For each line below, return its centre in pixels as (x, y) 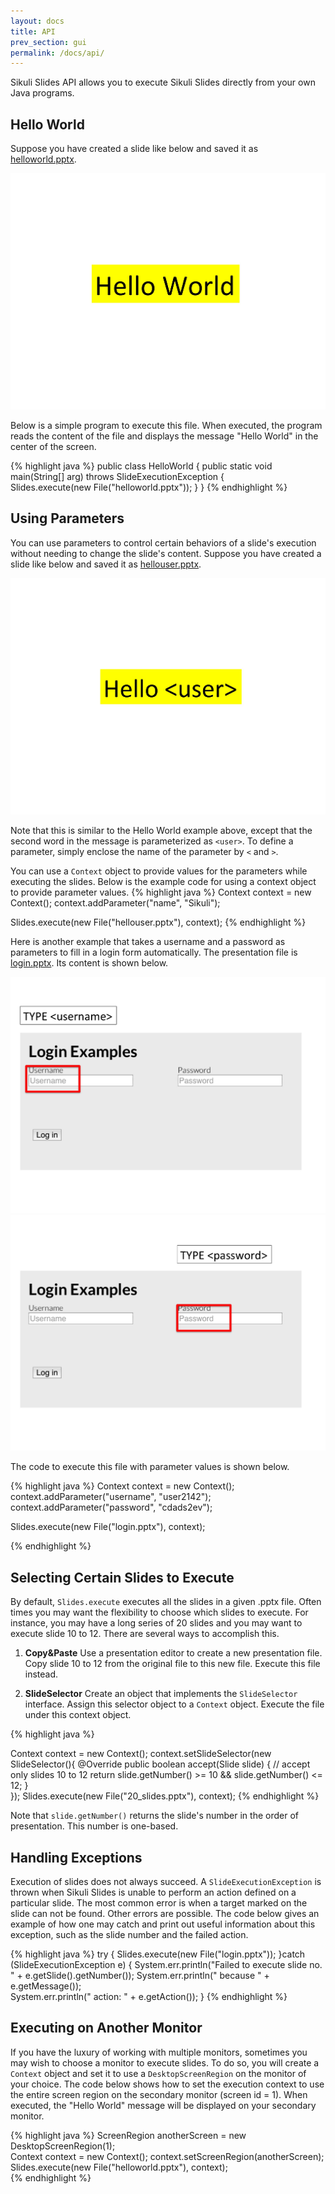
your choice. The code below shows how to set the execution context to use (167, 2084)
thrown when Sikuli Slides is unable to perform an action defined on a (153, 1892)
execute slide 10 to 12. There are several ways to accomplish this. (145, 1634)
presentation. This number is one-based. (94, 1826)
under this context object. (78, 1715)
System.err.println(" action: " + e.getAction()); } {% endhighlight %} (149, 1996)
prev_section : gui (48, 42)
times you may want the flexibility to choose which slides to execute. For (159, 1612)
